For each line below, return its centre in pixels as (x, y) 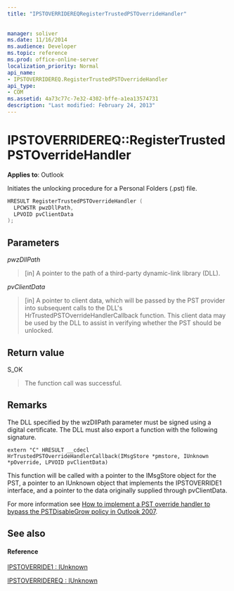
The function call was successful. (73, 383)
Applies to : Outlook (36, 174)
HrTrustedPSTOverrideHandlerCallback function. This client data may (125, 316)
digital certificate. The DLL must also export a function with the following (112, 429)
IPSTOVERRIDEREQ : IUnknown (53, 580)
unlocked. (39, 331)
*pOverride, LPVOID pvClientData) (58, 462)
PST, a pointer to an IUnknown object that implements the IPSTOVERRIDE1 (115, 483)
